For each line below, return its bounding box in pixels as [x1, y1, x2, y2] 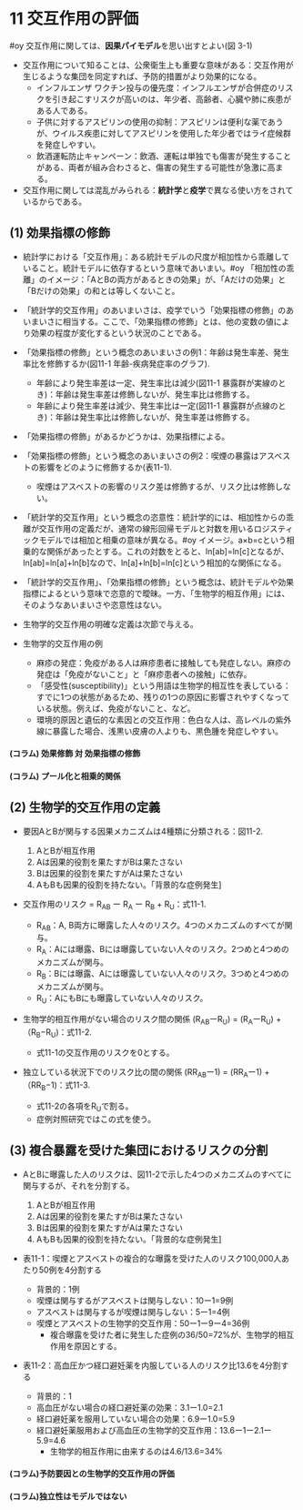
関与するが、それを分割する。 [22, 1180, 135, 1191]
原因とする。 [74, 1340, 122, 1352]
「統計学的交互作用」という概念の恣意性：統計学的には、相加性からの [22, 512, 287, 522]
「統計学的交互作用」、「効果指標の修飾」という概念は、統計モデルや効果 [22, 576, 294, 587]
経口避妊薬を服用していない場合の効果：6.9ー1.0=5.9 [35, 1413, 236, 1424]
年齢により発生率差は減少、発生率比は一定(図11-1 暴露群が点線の [35, 400, 278, 410]
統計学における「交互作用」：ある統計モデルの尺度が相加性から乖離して [22, 251, 290, 262]
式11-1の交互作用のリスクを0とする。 [35, 1048, 175, 1059]
